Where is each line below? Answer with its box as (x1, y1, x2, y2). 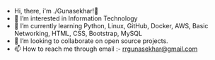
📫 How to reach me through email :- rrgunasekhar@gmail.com (13, 44, 198, 53)
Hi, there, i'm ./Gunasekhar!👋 (13, 7, 99, 15)
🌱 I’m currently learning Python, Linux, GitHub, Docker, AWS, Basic (13, 22, 209, 30)
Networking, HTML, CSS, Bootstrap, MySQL (13, 29, 143, 37)
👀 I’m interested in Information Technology (13, 14, 138, 23)
